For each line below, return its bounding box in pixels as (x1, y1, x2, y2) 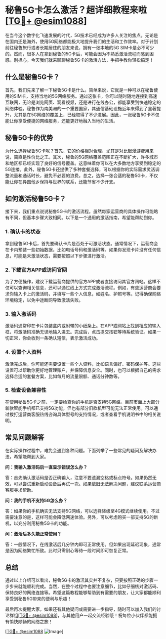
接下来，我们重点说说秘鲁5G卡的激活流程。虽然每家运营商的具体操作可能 (5, 209, 154, 214)
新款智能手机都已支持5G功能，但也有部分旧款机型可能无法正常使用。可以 (5, 405, 154, 411)
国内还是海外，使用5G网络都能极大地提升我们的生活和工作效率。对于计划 (9, 38, 158, 44)
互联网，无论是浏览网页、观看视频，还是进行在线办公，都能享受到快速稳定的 (5, 99, 161, 105)
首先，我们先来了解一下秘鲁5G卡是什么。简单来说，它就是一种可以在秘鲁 (5, 87, 154, 93)
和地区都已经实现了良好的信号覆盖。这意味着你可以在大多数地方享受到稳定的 (5, 160, 161, 166)
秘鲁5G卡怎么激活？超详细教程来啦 (5, 4, 147, 16)
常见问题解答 (5, 433, 44, 442)
